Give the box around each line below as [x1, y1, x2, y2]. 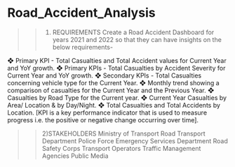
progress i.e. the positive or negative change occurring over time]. [7, 115, 199, 124]
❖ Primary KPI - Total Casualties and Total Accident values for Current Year [7, 56, 227, 64]
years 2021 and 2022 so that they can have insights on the [52, 35, 222, 43]
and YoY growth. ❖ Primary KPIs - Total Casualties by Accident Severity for [7, 64, 226, 72]
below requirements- [52, 43, 114, 51]
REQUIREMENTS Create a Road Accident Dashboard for [52, 28, 215, 36]
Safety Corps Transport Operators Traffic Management [41, 144, 201, 152]
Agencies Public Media [41, 152, 109, 160]
